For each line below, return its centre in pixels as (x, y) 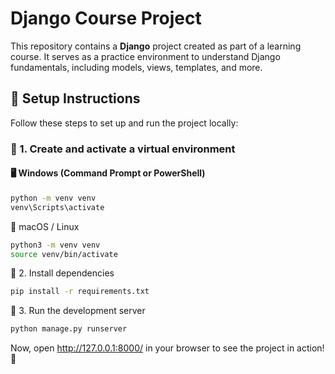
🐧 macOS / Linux (45, 226)
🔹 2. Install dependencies (62, 273)
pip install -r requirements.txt (80, 292)
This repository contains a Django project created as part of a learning (156, 46)
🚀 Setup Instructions (75, 98)
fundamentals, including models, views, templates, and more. (136, 67)
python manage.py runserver (69, 329)
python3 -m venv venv (55, 245)
